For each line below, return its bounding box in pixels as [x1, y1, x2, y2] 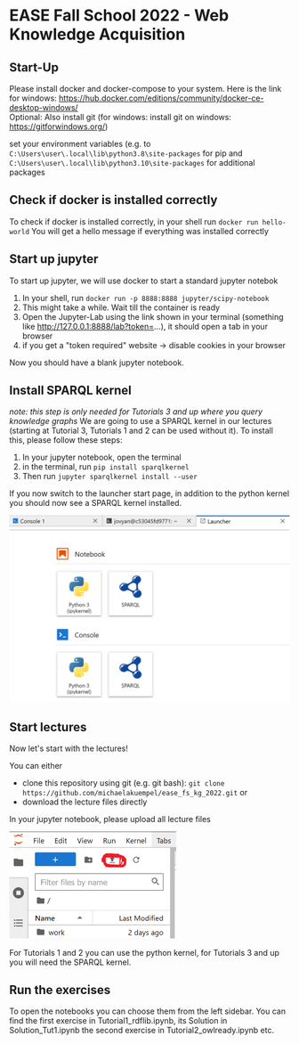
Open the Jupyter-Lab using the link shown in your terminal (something [21, 311, 284, 322]
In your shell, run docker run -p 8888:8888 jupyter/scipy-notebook [21, 292, 270, 303]
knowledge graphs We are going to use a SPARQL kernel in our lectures [9, 416, 272, 427]
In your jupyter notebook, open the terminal [21, 452, 182, 463]
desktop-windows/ [9, 102, 78, 112]
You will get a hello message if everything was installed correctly [30, 225, 270, 236]
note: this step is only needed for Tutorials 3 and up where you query [9, 406, 263, 417]
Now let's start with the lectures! [9, 743, 129, 754]
